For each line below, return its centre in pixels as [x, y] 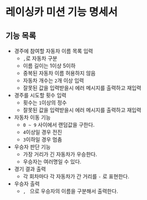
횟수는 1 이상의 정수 [45, 103]
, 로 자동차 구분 [40, 58]
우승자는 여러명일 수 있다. [52, 162]
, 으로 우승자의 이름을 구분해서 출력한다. [71, 191]
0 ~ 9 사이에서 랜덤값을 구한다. [59, 125]
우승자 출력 [27, 184]
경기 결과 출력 [30, 169]
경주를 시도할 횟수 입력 [40, 95]
